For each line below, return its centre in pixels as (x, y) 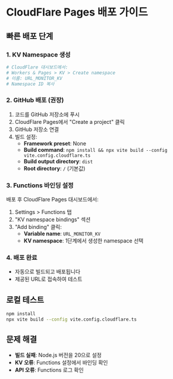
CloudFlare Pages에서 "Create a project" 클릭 (70, 122)
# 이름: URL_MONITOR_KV (34, 78)
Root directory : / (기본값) (54, 168)
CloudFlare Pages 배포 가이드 (77, 12)
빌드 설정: (26, 136)
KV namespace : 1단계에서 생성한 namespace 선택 (84, 240)
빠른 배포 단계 (30, 36)
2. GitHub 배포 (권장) (35, 100)
